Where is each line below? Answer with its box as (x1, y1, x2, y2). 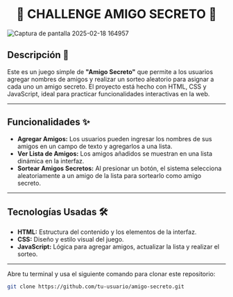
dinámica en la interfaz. (17, 156, 85, 165)
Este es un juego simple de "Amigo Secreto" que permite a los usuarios (7, 67, 214, 75)
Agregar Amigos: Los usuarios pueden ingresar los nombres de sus (17, 134, 213, 143)
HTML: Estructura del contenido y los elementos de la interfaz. (17, 228, 197, 236)
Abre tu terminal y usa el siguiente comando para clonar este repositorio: (7, 270, 216, 278)
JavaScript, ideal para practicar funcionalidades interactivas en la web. (7, 89, 210, 98)
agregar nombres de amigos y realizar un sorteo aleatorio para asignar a (7, 75, 214, 83)
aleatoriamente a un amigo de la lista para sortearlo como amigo (17, 171, 202, 179)
